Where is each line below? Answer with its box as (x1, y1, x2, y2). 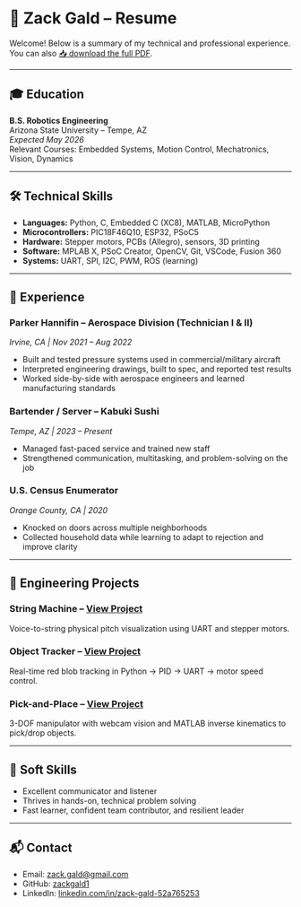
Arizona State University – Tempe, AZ (9, 125, 148, 135)
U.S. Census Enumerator (9, 484, 119, 497)
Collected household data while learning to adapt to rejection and (21, 531, 264, 542)
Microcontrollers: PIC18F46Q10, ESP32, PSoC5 (21, 226, 199, 237)
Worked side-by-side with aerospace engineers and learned (21, 373, 245, 384)
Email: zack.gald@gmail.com (21, 868, 129, 879)
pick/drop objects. (9, 728, 77, 738)
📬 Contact (9, 841, 73, 856)
